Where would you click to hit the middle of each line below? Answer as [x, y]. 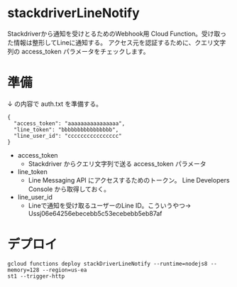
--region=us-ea [65, 270]
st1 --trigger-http [36, 276]
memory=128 [23, 270]
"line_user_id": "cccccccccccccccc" [68, 136]
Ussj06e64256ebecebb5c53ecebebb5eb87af [95, 213]
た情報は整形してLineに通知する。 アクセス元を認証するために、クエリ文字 [117, 42]
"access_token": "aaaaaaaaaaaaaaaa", [70, 123]
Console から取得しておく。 [69, 189]
